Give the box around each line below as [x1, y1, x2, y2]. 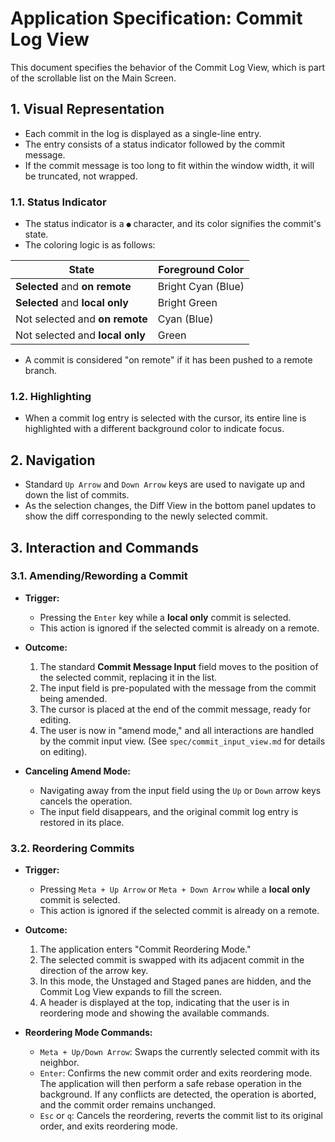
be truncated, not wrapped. [24, 170, 138, 182]
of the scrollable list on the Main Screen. [10, 72, 177, 84]
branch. [24, 365, 58, 377]
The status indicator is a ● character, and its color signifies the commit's [24, 218, 322, 230]
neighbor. [39, 1057, 80, 1069]
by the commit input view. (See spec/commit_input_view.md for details [39, 735, 326, 747]
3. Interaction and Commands [10, 539, 200, 556]
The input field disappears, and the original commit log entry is [39, 805, 299, 817]
